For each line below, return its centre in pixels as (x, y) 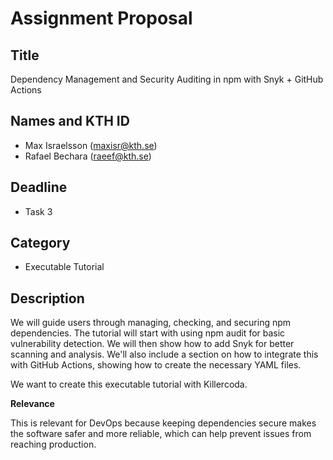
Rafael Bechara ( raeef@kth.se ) (88, 156)
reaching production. (53, 444)
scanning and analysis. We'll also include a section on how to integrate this (164, 354)
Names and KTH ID (70, 121)
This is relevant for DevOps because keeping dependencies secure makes (163, 423)
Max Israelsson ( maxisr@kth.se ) (91, 145)
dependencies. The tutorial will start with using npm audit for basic (148, 333)
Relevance (32, 404)
